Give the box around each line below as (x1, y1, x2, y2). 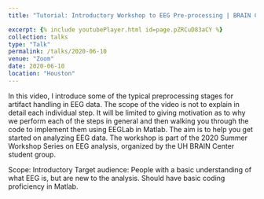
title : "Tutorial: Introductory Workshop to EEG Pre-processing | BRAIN (8, 11, 251, 20)
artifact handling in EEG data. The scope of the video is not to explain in (8, 99, 240, 109)
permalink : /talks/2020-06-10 (8, 48, 108, 56)
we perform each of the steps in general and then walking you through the (8, 116, 249, 126)
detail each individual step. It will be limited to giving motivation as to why (8, 108, 246, 117)
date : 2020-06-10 (8, 62, 65, 71)
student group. (8, 149, 57, 159)
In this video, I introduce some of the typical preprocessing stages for (8, 91, 234, 101)
